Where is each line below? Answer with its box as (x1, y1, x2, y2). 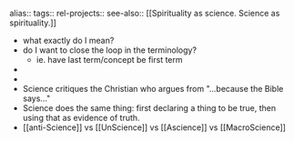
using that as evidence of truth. (22, 113, 140, 123)
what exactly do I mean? (22, 35, 115, 45)
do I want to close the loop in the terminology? (22, 45, 198, 55)
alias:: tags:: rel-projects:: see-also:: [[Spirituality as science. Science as (9, 8, 280, 18)
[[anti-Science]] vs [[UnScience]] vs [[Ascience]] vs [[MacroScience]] (22, 122, 287, 133)
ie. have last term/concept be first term (35, 55, 184, 65)
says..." (22, 93, 51, 104)
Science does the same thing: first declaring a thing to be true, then (22, 103, 276, 113)
